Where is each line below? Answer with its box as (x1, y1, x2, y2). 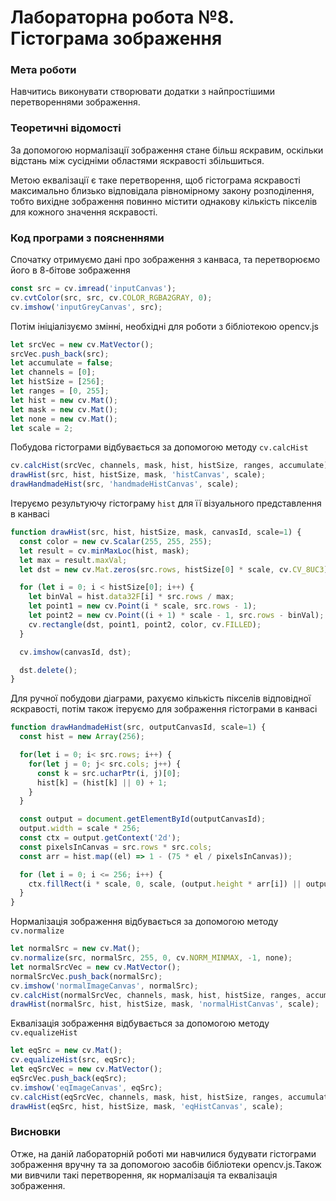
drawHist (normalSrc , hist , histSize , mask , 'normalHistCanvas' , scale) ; (10, 999, 320, 1010)
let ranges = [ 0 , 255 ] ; (10, 386, 110, 396)
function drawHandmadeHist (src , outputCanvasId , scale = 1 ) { (10, 722, 267, 733)
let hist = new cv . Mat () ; (10, 395, 118, 405)
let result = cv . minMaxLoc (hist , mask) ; (19, 546, 190, 556)
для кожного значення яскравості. (10, 206, 158, 218)
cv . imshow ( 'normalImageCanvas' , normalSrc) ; (10, 981, 199, 991)
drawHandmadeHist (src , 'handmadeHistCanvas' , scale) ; (10, 479, 240, 490)
